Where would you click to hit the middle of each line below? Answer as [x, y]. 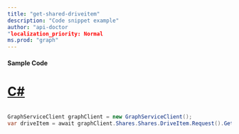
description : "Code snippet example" [63, 21]
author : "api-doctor [38, 27]
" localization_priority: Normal [55, 34]
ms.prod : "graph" [33, 40]
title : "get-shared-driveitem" [54, 14]
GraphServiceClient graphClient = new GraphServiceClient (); [100, 117]
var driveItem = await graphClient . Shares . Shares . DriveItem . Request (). [116, 123]
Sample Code [28, 63]
